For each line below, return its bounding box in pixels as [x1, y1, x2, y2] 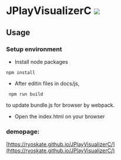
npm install [6, 69, 35, 76]
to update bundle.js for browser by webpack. [6, 101, 115, 108]
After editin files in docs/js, [14, 80, 80, 87]
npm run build [8, 91, 43, 97]
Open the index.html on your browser [14, 113, 105, 120]
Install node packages [14, 58, 69, 65]
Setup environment [6, 45, 63, 53]
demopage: [6, 127, 40, 135]
